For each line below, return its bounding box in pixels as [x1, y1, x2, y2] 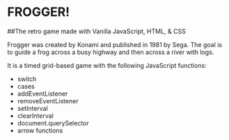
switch [17, 74, 37, 83]
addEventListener [17, 89, 68, 98]
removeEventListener [17, 96, 79, 105]
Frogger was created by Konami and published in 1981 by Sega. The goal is [7, 40, 223, 49]
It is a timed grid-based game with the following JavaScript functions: [7, 61, 207, 69]
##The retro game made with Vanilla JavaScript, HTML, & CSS [7, 27, 186, 35]
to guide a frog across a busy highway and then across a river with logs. [7, 48, 214, 56]
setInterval [17, 104, 49, 112]
